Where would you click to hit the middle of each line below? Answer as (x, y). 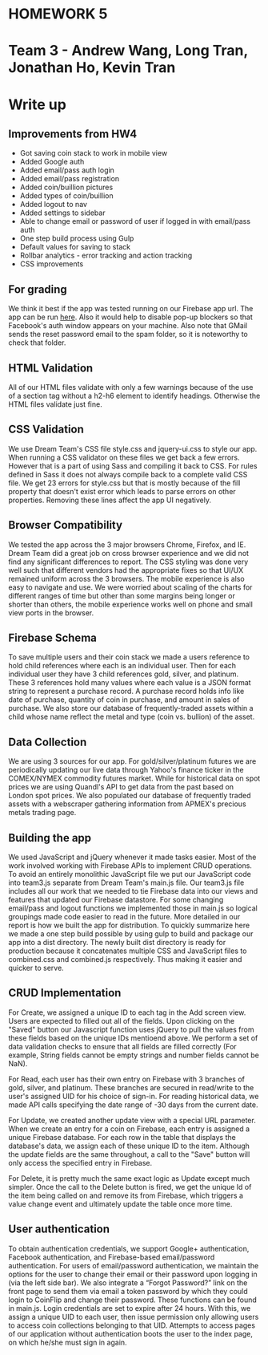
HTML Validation (51, 368)
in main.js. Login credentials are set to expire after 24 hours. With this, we (130, 1308)
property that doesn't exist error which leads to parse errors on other (122, 491)
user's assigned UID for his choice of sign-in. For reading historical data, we (134, 1096)
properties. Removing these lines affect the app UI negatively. (110, 500)
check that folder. (37, 343)
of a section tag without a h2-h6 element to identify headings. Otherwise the (134, 396)
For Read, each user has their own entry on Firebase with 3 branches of (127, 1079)
